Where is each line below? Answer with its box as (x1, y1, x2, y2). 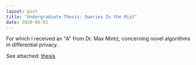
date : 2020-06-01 (6, 19, 49, 25)
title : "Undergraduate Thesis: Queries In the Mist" (6, 14, 137, 20)
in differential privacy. (6, 41, 59, 48)
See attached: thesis (6, 53, 56, 60)
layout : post (6, 8, 38, 15)
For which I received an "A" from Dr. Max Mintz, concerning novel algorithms (6, 35, 191, 42)
